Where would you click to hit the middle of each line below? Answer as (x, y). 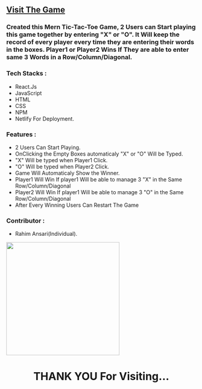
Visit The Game (36, 10)
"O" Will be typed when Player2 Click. (62, 166)
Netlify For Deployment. (44, 119)
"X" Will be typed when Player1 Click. (61, 160)
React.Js (26, 86)
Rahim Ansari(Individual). (46, 234)
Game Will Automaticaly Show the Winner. (67, 173)
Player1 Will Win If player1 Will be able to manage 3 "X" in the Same (99, 179)
